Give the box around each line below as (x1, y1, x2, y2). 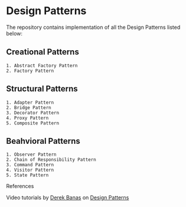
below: (6, 29, 22, 37)
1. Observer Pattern (6, 152, 57, 157)
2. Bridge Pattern (6, 104, 51, 110)
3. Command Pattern (6, 162, 54, 168)
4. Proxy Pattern (6, 115, 49, 121)
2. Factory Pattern (6, 68, 54, 74)
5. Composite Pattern (6, 120, 60, 126)
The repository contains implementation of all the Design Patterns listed (6, 24, 181, 31)
